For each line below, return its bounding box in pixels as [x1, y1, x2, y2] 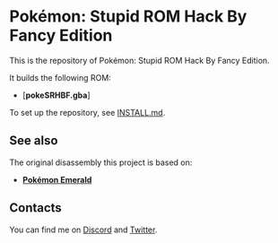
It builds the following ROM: [9, 72, 112, 82]
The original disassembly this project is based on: [9, 157, 193, 168]
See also [9, 133, 58, 149]
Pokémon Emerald [22, 174, 92, 185]
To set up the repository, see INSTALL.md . [9, 107, 166, 117]
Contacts [9, 200, 63, 216]
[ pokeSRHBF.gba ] [22, 90, 91, 100]
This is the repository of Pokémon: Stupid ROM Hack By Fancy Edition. [9, 55, 271, 65]
